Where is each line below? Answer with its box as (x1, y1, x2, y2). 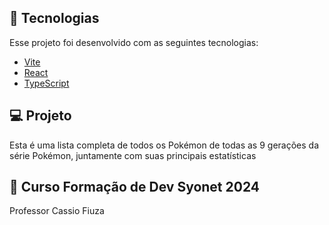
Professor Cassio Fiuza (9, 205, 105, 217)
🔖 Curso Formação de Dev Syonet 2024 (9, 179, 261, 196)
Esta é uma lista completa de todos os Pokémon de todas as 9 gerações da (9, 139, 319, 151)
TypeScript (23, 77, 70, 89)
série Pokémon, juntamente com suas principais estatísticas (9, 149, 257, 161)
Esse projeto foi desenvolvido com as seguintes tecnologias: (9, 36, 259, 48)
